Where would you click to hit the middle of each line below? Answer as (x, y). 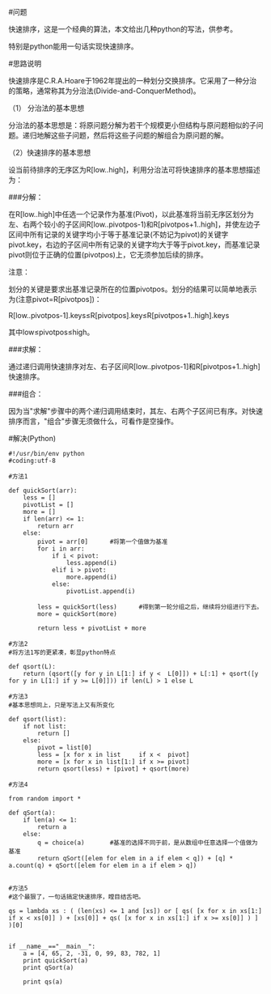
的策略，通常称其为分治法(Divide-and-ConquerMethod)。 (104, 91)
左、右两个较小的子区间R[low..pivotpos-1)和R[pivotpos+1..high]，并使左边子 (134, 224)
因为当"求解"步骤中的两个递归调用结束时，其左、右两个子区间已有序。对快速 (136, 411)
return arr (56, 526)
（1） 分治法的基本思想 (47, 108)
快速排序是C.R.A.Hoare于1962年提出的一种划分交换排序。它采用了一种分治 (133, 81)
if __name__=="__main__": (52, 946)
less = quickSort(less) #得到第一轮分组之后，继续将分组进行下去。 (150, 607)
